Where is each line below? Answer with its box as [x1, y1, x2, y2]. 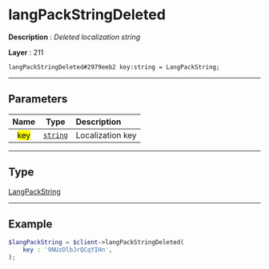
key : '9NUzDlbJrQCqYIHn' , [22, 246, 113, 254]
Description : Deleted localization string [8, 32, 141, 42]
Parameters [8, 92, 68, 106]
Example [8, 217, 53, 231]
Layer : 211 [8, 47, 44, 57]
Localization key [75, 130, 138, 141]
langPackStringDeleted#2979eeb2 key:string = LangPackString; [8, 62, 220, 71]
